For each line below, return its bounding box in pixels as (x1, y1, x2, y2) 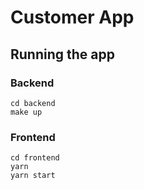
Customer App (10, 6, 135, 29)
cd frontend (10, 153, 60, 163)
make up (10, 107, 43, 117)
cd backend (10, 98, 56, 108)
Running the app (10, 46, 115, 63)
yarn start (10, 171, 56, 181)
